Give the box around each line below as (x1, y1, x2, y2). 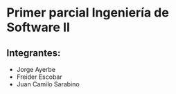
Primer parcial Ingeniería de (6, 5, 169, 21)
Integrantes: (6, 47, 61, 59)
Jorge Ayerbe (16, 66, 56, 73)
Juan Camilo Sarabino (16, 80, 80, 88)
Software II (6, 19, 71, 35)
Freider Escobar (16, 73, 63, 81)
